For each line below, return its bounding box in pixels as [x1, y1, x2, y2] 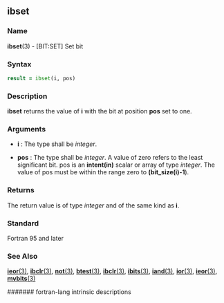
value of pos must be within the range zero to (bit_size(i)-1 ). [17, 168, 189, 176]
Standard [7, 218, 39, 228]
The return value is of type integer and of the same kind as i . [7, 201, 180, 210]
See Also [7, 251, 38, 261]
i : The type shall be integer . [17, 140, 97, 148]
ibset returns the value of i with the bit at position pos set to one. [7, 107, 192, 116]
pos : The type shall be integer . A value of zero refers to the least [17, 154, 203, 162]
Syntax [7, 59, 32, 68]
